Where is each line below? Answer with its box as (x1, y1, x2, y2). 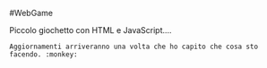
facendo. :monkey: (9, 50, 78, 59)
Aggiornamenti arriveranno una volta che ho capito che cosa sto (9, 42, 258, 51)
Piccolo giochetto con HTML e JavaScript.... (9, 25, 172, 35)
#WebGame (9, 8, 54, 18)
